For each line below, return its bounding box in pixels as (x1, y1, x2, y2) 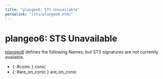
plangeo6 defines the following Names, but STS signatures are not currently (5, 49, 159, 55)
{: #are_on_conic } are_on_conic (12, 69, 77, 75)
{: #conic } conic (12, 64, 46, 70)
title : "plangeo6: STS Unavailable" (5, 7, 80, 12)
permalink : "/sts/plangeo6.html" (5, 12, 73, 17)
